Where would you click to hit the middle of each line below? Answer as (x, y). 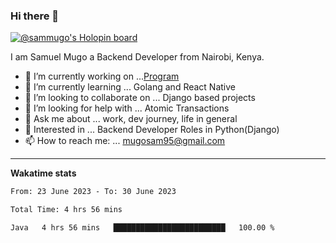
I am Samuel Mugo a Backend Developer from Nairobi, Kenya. (137, 57)
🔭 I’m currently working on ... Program (102, 76)
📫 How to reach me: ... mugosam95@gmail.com (125, 141)
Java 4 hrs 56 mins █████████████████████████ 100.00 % (142, 228)
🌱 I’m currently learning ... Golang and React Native (130, 87)
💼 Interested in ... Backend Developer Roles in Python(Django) (152, 130)
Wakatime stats (43, 173)
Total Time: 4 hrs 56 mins (66, 210)
